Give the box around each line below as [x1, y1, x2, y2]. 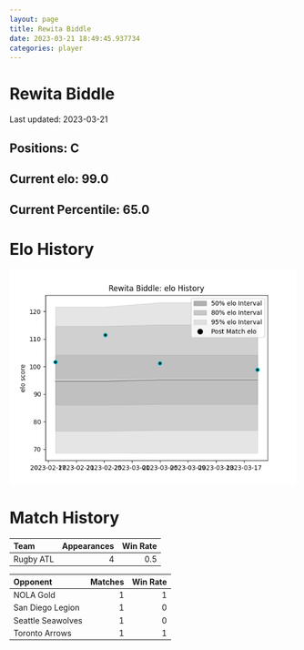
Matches [89, 576, 125, 587]
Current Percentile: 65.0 [9, 202, 150, 218]
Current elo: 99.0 [9, 171, 109, 187]
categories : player [9, 44, 84, 53]
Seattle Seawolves [13, 614, 83, 625]
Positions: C [9, 140, 80, 156]
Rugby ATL [13, 554, 55, 564]
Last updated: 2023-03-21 [9, 114, 108, 125]
